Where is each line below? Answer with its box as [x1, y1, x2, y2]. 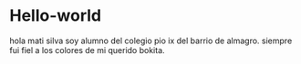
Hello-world [9, 5, 102, 26]
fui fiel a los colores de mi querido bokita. [9, 44, 166, 55]
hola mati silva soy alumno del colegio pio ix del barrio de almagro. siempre [9, 35, 293, 46]
